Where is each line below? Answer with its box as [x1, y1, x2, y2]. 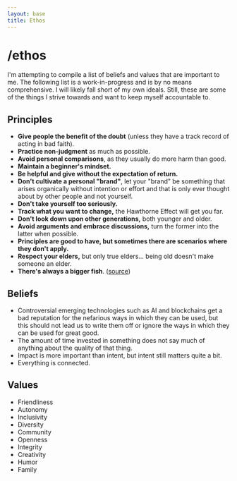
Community [17, 427, 51, 436]
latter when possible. [17, 230, 79, 238]
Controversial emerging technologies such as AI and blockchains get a [17, 306, 223, 315]
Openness [17, 435, 48, 444]
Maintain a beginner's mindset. [17, 162, 111, 171]
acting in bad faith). [17, 140, 75, 148]
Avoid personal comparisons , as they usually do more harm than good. [17, 154, 227, 163]
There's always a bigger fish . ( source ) [17, 267, 131, 276]
